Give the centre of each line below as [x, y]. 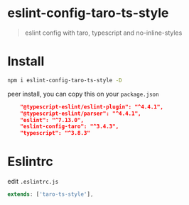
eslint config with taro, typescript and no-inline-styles [103, 33]
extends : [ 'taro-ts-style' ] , [50, 194]
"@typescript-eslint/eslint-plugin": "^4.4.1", [92, 107]
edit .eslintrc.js [33, 182]
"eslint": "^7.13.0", [52, 120]
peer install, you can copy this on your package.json [83, 94]
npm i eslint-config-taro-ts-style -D [65, 80]
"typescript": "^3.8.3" [55, 133]
